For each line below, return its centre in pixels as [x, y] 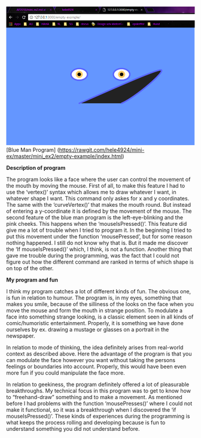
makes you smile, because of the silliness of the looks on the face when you [100, 304]
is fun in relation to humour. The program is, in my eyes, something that [94, 298]
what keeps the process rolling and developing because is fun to [86, 422]
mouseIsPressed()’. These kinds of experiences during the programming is [98, 416]
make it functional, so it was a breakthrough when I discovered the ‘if [91, 410]
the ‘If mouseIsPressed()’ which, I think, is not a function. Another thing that [99, 249]
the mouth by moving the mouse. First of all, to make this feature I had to [96, 186]
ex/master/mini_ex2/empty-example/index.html [64, 157]
